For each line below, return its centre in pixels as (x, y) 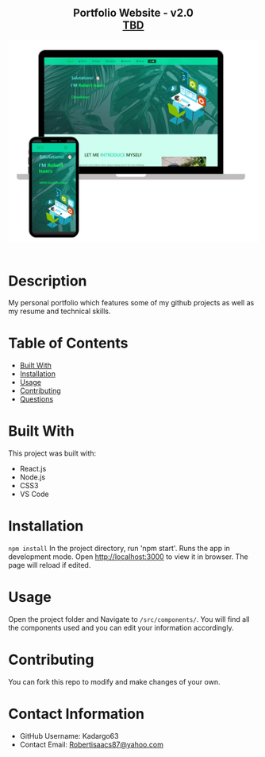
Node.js (33, 477)
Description (48, 281)
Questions (36, 399)
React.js (33, 469)
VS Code (34, 494)
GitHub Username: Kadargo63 (69, 736)
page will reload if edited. (50, 565)
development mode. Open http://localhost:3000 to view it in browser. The (128, 557)
